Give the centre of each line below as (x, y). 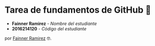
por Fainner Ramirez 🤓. (28, 38)
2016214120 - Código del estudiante (49, 28)
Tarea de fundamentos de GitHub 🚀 (78, 10)
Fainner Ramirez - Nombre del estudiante (54, 23)
